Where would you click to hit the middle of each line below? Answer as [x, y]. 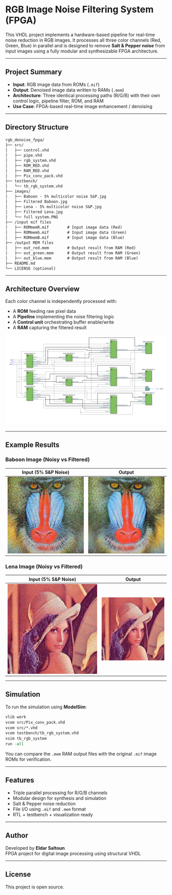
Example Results [33, 445]
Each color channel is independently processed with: [61, 301]
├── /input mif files [28, 222]
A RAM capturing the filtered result [50, 328]
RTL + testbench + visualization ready [53, 814]
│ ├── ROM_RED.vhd [27, 166]
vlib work [16, 717]
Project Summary [34, 72]
